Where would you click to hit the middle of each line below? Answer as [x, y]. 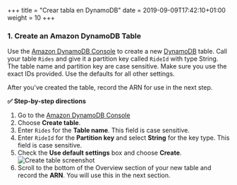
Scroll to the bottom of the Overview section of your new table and [114, 168]
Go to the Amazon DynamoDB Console [74, 115]
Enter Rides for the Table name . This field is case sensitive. [104, 131]
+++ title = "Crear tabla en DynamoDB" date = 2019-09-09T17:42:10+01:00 [116, 10]
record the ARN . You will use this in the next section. [94, 175]
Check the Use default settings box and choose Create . [99, 153]
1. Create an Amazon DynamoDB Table [74, 36]
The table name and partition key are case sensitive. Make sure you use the [117, 66]
